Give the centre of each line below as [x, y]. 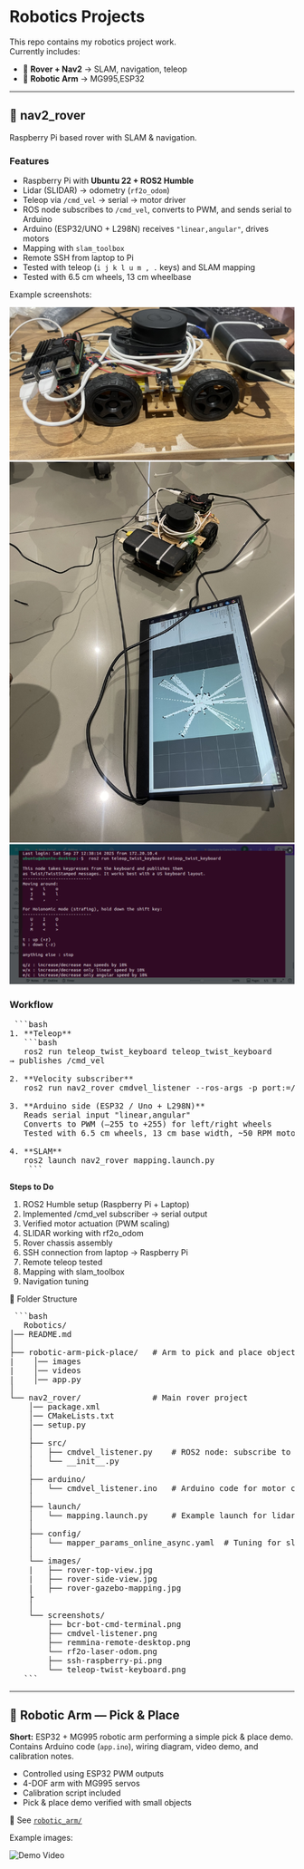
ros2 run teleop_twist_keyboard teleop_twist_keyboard [148, 1051]
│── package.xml [65, 1406]
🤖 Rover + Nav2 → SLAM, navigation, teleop [105, 69]
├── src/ [48, 1443]
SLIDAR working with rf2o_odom [83, 1233]
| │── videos [45, 1370]
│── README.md [41, 1334]
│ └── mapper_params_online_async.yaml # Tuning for [155, 1542]
